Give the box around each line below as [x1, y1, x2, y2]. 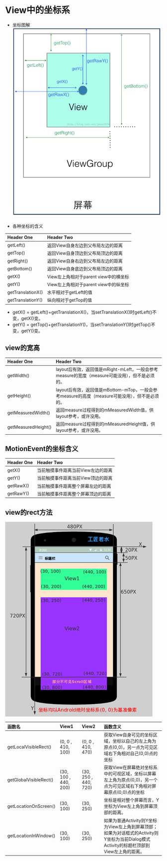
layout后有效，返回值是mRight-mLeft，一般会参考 [55, 366, 158, 373]
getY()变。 [21, 327, 43, 333]
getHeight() [7, 393, 31, 399]
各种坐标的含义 [12, 223, 43, 229]
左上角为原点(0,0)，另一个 [103, 777, 158, 783]
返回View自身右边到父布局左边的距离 [47, 258, 123, 264]
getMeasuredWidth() [7, 410, 51, 416]
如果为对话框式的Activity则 [103, 830, 159, 836]
